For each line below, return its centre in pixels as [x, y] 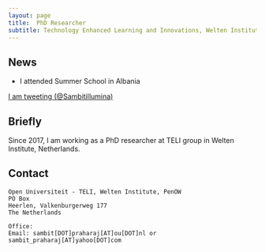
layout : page [30, 15]
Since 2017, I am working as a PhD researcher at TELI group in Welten [121, 140]
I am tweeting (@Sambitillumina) [61, 96]
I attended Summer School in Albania [80, 81]
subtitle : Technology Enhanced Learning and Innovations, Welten [118, 30]
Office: [21, 226]
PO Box [19, 198]
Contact [28, 173]
